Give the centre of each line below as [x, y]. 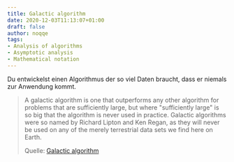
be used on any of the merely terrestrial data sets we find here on [118, 129]
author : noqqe [28, 33]
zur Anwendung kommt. [42, 86]
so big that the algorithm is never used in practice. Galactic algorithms [125, 115]
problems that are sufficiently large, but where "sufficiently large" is [122, 107]
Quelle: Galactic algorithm [61, 150]
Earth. [33, 137]
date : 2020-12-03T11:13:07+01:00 [56, 20]
